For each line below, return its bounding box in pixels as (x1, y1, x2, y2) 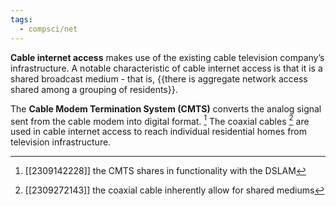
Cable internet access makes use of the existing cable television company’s (10, 51, 325, 63)
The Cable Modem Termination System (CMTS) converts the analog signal (10, 102, 322, 115)
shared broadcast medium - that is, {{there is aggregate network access (10, 72, 308, 85)
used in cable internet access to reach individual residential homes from (10, 126, 308, 138)
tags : (10, 14, 33, 25)
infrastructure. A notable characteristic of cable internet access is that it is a (10, 62, 323, 74)
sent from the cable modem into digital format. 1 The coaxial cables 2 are (10, 113, 310, 127)
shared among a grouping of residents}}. (10, 83, 178, 95)
